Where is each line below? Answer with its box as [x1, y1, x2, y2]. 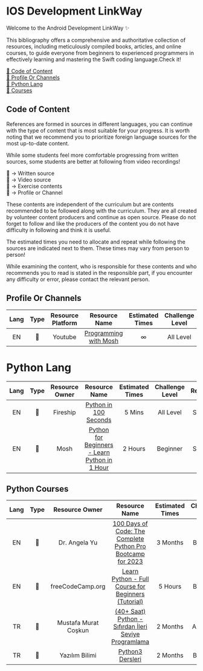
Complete [116, 535, 144, 543]
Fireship [53, 408, 77, 416]
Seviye [120, 630, 140, 638]
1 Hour [89, 463, 109, 472]
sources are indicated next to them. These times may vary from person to [6, 244, 189, 252]
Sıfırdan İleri [113, 623, 148, 631]
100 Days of [112, 520, 148, 528]
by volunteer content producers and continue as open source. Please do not [6, 213, 196, 220]
